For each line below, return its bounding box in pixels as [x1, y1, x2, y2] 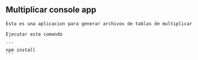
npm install [5, 47, 36, 53]
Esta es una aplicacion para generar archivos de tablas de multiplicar [5, 20, 193, 26]
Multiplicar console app [5, 5, 97, 15]
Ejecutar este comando [5, 31, 63, 37]
